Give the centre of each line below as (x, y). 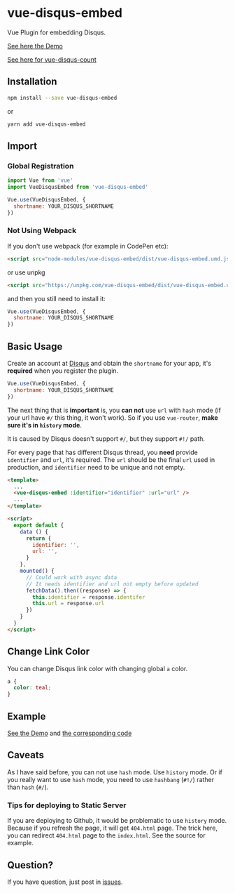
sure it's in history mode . (45, 425)
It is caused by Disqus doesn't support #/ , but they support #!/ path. (106, 438)
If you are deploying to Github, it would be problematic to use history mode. (117, 821)
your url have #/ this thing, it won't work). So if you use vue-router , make (113, 417)
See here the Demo (35, 46)
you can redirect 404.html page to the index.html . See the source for (106, 835)
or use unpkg (26, 272)
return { (38, 538)
